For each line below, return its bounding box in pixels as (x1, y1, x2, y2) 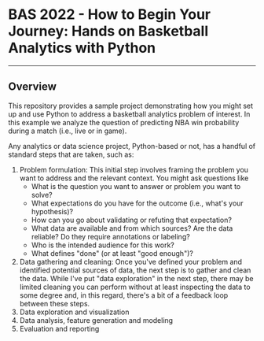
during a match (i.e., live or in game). (8, 126, 127, 135)
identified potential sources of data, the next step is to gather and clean (19, 265, 251, 275)
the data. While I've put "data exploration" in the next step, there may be (19, 273, 254, 283)
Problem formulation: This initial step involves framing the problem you (19, 165, 249, 174)
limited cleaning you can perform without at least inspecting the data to (19, 282, 251, 291)
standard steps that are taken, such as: (8, 150, 134, 159)
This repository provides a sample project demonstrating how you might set (8, 101, 254, 110)
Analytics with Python (8, 39, 156, 57)
